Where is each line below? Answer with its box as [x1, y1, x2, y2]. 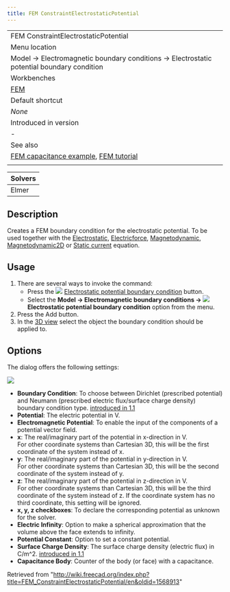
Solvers [10, 173, 36, 183]
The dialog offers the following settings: [7, 363, 120, 372]
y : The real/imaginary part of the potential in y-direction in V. [16, 455, 188, 464]
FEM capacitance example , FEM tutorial [10, 151, 138, 161]
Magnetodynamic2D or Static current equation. [7, 241, 140, 249]
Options [7, 345, 42, 356]
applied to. [16, 325, 48, 333]
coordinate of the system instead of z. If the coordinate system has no [16, 492, 216, 500]
